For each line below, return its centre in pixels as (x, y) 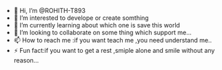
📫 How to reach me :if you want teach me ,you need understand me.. (113, 40)
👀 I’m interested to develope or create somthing (81, 18)
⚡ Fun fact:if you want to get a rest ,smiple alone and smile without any (114, 50)
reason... (26, 60)
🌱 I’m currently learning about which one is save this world (97, 25)
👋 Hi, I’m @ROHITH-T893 (50, 11)
